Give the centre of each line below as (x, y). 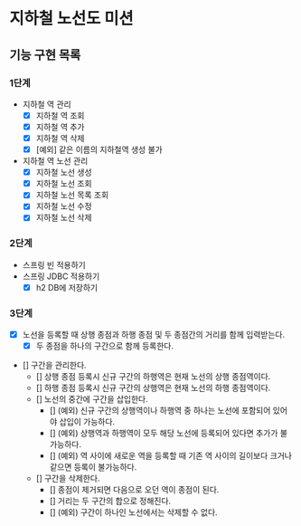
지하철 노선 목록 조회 (72, 195)
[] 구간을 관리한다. (55, 365)
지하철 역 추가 (60, 127)
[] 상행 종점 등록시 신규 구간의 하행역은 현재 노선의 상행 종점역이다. (153, 377)
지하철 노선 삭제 (64, 217)
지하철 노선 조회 (64, 184)
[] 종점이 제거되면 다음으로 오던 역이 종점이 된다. (134, 490)
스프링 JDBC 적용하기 (61, 276)
